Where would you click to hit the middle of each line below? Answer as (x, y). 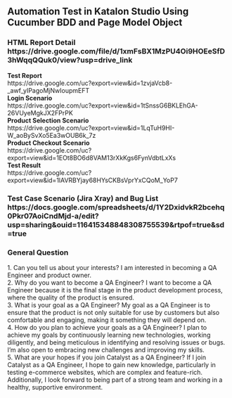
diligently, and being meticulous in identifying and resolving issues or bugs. (116, 342)
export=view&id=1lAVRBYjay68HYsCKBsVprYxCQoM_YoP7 (92, 180)
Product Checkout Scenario (49, 143)
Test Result (24, 165)
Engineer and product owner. (49, 275)
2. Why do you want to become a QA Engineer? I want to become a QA (110, 282)
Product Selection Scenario (48, 120)
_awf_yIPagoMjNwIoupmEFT (49, 90)
